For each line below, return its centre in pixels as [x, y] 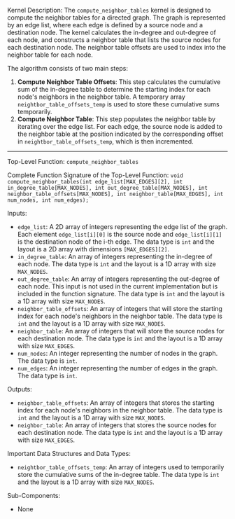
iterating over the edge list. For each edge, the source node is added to [120, 126]
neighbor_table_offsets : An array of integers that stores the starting [116, 403]
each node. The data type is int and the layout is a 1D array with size [117, 264]
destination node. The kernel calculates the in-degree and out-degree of [112, 32]
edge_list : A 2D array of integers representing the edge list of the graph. [122, 227]
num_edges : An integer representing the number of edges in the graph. [117, 368]
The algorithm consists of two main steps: [67, 68]
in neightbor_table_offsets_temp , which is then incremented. [105, 141]
